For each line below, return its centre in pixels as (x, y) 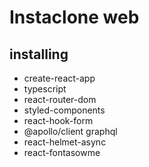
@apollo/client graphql (70, 131)
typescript (45, 89)
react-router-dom (60, 99)
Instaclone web (74, 17)
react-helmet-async (65, 142)
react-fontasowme (62, 152)
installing (39, 54)
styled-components (64, 110)
